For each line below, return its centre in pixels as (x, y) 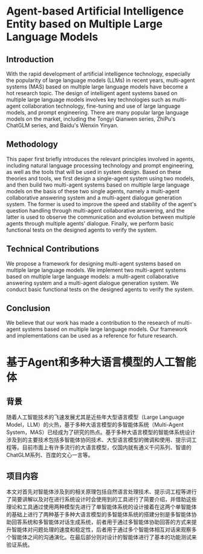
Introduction (30, 59)
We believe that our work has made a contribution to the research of (91, 323)
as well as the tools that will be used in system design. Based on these (94, 172)
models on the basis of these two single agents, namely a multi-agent (93, 191)
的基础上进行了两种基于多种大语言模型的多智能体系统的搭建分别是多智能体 (99, 515)
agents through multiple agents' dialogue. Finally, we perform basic (90, 223)
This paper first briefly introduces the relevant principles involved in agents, (101, 159)
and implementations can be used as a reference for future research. (92, 336)
